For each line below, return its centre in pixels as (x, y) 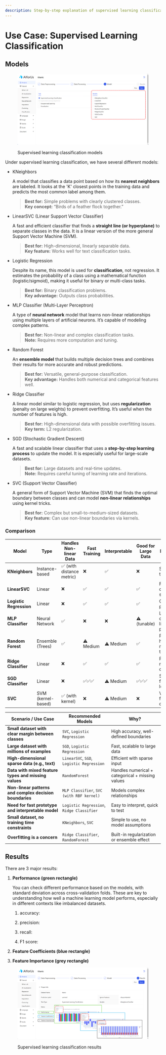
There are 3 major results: (31, 869)
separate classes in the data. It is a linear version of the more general (83, 231)
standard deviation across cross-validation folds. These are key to (80, 893)
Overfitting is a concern (32, 837)
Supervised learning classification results (60, 1047)
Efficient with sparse (132, 758)
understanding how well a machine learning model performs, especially (85, 898)
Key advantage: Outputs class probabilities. (69, 296)
